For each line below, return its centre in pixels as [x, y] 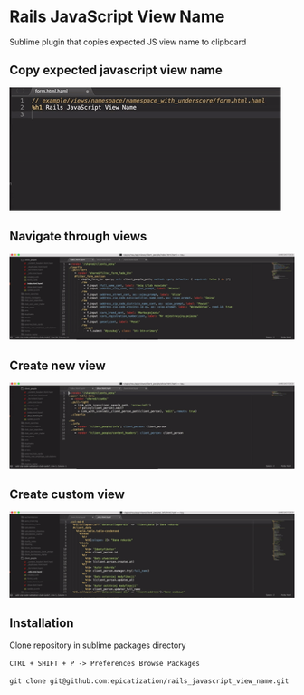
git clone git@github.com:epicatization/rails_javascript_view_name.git [149, 681]
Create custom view [67, 494]
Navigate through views [78, 236]
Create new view [57, 365]
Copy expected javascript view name [116, 70]
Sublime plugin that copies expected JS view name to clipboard [128, 42]
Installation [42, 623]
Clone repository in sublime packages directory [98, 645]
